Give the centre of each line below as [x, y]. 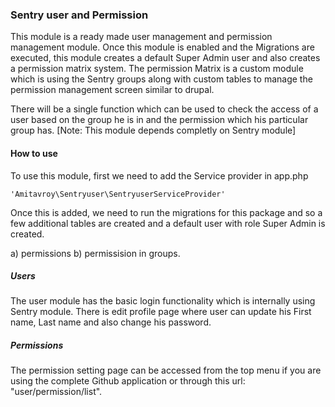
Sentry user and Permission [79, 15]
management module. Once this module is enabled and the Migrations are [162, 47]
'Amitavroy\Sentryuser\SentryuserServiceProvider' [118, 194]
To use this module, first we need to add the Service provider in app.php [159, 175]
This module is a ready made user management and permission [141, 37]
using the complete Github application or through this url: [128, 381]
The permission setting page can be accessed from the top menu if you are [166, 370]
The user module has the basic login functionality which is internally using [163, 301]
